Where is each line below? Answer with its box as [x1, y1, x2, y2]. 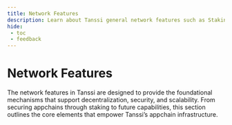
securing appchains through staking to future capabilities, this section [7, 103, 206, 111]
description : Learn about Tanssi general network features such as [7, 17, 206, 23]
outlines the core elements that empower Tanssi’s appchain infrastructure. [7, 110, 218, 119]
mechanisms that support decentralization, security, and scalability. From [7, 96, 215, 104]
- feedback [10, 36, 41, 43]
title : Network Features [7, 10, 79, 17]
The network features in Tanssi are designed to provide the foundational [7, 88, 213, 97]
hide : [7, 23, 23, 30]
